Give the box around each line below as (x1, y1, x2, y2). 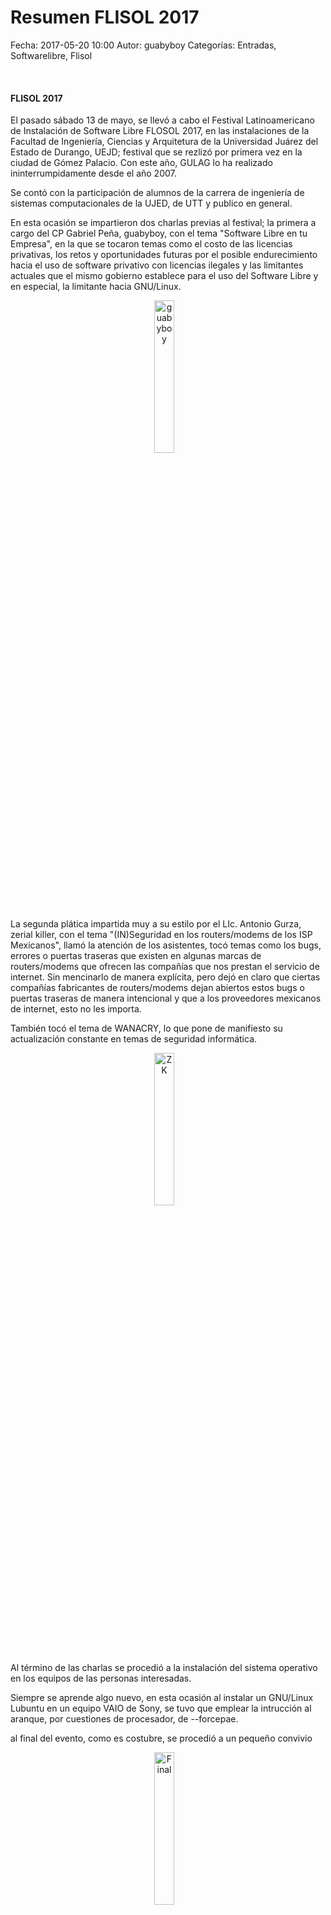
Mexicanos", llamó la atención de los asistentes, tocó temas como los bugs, (10, 939, 322, 951)
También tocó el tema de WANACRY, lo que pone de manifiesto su (10, 1022, 283, 1035)
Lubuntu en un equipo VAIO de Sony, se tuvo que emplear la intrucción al (10, 1702, 312, 1715)
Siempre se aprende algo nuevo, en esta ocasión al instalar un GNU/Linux (10, 1692, 314, 1704)
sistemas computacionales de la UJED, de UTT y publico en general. (10, 197, 293, 210)
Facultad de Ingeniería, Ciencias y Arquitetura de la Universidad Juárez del (10, 136, 319, 148)
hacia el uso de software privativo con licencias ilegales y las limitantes (10, 259, 304, 271)
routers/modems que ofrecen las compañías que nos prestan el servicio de (10, 961, 320, 973)
